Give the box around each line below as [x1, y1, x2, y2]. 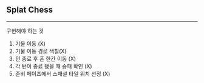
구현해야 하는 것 [6, 27, 44, 34]
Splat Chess [6, 5, 53, 15]
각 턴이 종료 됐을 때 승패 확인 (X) [15, 63, 92, 70]
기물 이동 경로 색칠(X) [15, 48, 67, 55]
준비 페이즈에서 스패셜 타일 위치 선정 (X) [15, 70, 110, 77]
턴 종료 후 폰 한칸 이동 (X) [15, 55, 76, 62]
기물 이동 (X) [15, 40, 46, 47]
